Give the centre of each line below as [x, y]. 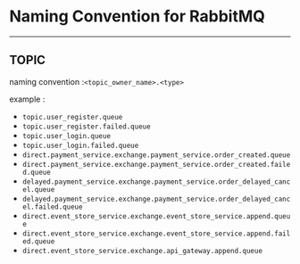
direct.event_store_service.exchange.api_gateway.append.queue [142, 251]
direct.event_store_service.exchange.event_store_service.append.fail [156, 234]
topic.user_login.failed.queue [80, 145]
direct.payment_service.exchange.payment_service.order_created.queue [156, 155]
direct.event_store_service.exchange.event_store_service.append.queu [156, 216]
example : [27, 99]
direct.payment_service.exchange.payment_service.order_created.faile [156, 164]
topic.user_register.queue [72, 117]
